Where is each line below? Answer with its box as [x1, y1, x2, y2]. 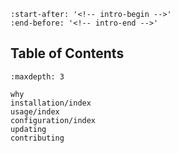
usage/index [10, 106, 60, 117]
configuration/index [10, 115, 97, 125]
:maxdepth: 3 [10, 71, 65, 82]
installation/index [10, 98, 92, 108]
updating [10, 124, 47, 134]
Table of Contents [10, 45, 125, 62]
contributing [10, 133, 65, 143]
